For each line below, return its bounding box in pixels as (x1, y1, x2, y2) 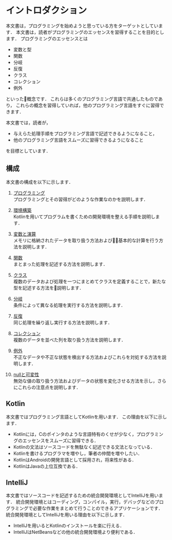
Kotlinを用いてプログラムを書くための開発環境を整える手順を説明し (13, 214, 156, 220)
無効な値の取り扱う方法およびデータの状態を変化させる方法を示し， (13, 378, 158, 384)
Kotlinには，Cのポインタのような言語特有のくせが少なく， (13, 431, 137, 437)
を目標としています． (6, 147, 51, 154)
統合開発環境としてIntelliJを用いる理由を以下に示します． (6, 512, 127, 518)
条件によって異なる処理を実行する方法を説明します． (13, 302, 126, 308)
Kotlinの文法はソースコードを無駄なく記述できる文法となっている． (13, 443, 156, 450)
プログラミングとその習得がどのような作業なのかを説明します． (13, 196, 148, 202)
